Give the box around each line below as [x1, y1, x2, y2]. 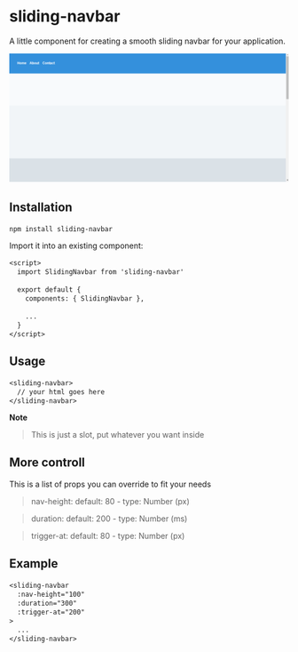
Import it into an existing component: [9, 240, 144, 251]
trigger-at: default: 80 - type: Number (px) [30, 530, 185, 541]
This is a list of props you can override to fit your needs [9, 479, 211, 489]
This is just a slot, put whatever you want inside [30, 429, 205, 439]
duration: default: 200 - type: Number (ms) [30, 513, 188, 524]
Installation [9, 199, 73, 214]
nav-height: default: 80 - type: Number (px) [30, 495, 191, 506]
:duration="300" [17, 599, 77, 608]
